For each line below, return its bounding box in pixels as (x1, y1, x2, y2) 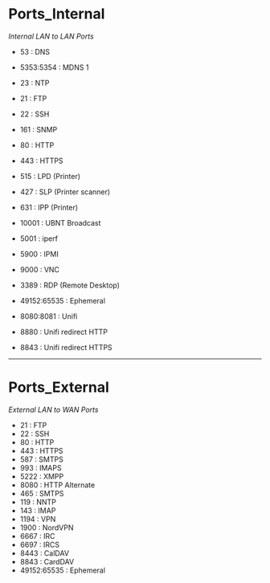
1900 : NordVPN (19, 523, 74, 532)
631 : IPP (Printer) (19, 202, 79, 212)
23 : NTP (19, 78, 50, 88)
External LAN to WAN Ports (8, 405, 99, 414)
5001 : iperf (19, 234, 59, 243)
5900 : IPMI (19, 249, 59, 259)
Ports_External (8, 378, 110, 397)
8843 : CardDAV (19, 556, 75, 566)
